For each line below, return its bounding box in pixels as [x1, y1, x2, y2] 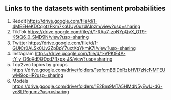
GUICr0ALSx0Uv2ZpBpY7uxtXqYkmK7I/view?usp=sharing [12, 45, 136, 51]
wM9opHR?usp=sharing [12, 72, 63, 78]
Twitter [12, 39, 28, 46]
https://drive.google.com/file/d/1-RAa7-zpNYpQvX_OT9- [27, 28, 147, 35]
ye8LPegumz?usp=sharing [12, 88, 69, 94]
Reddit [12, 17, 26, 24]
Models [12, 77, 29, 84]
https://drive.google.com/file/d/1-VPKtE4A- [34, 50, 126, 56]
